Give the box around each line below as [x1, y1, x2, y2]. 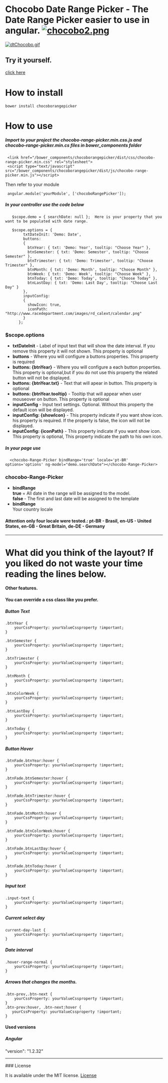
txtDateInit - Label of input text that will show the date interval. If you [12, 343, 155, 349]
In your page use [5, 445, 41, 451]
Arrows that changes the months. [5, 979, 77, 985]
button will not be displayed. [12, 375, 71, 381]
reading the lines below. [5, 568, 106, 579]
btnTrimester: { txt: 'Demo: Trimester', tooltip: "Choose [27, 258, 153, 263]
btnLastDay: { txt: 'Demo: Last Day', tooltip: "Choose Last [27, 280, 157, 285]
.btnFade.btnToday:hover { [5, 864, 61, 869]
